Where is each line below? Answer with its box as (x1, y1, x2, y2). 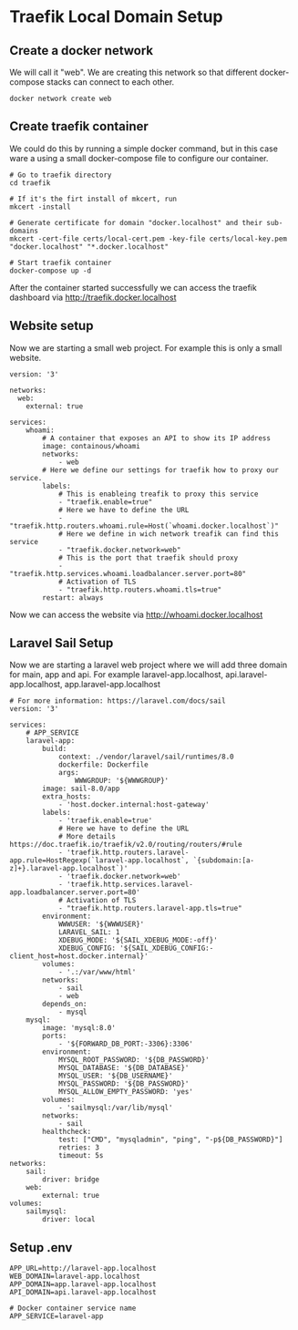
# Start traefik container (9, 258, 112, 267)
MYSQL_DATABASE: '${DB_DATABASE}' (57, 1064, 190, 1073)
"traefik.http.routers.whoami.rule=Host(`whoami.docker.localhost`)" (9, 521, 280, 531)
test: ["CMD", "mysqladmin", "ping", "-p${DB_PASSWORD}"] (57, 1135, 283, 1145)
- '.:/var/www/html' (57, 968, 137, 977)
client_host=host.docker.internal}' (9, 952, 149, 961)
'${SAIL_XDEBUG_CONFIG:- (119, 943, 214, 954)
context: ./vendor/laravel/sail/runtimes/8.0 (57, 752, 234, 762)
